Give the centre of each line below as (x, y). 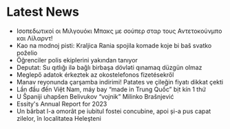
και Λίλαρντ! (34, 38)
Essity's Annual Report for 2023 (62, 104)
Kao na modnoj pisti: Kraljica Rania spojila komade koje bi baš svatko (114, 45)
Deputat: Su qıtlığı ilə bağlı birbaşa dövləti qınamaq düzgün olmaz (109, 67)
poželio (27, 53)
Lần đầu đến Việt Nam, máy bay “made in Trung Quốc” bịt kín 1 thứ (111, 89)
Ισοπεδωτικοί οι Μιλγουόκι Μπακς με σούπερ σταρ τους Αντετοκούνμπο (119, 31)
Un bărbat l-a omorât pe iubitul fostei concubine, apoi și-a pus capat (114, 111)
